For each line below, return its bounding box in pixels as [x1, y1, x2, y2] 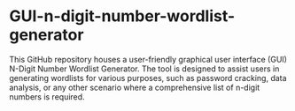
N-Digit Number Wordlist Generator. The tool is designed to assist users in [9, 63, 280, 74]
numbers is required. [9, 91, 86, 102]
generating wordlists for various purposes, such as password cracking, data [9, 72, 287, 83]
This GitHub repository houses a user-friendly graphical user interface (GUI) [9, 54, 288, 64]
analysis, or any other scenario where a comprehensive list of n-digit [9, 82, 260, 92]
